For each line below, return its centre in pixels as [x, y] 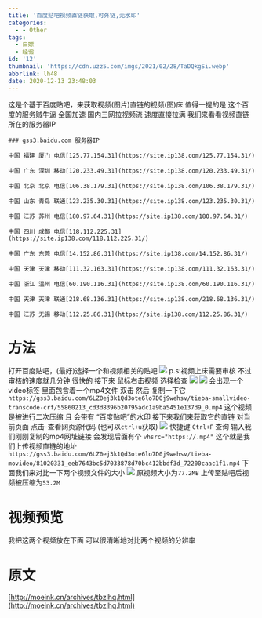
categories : [27, 23]
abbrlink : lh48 [33, 74]
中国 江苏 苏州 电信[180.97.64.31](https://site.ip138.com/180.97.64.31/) [128, 216]
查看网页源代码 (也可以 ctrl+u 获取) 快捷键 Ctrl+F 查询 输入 [146, 427]
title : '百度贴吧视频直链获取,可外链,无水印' [75, 15]
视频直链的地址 [53, 446]
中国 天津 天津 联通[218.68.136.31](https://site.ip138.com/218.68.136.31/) [132, 299]
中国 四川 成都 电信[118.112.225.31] [65, 231]
